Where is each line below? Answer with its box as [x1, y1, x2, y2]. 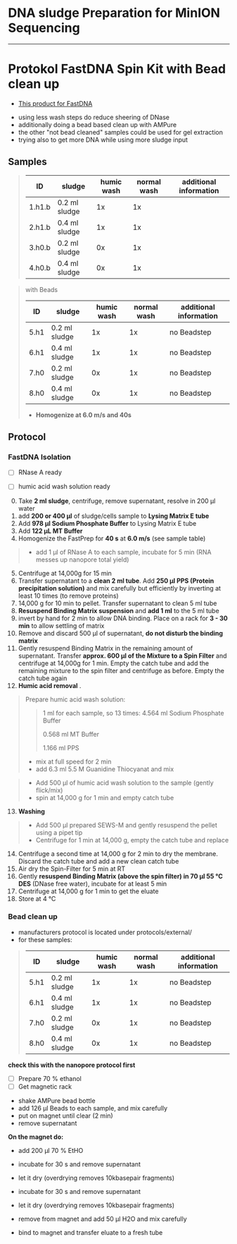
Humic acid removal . [18, 681, 82, 689]
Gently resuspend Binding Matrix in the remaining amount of [18, 644, 193, 652]
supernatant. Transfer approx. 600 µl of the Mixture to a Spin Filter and [18, 651, 227, 660]
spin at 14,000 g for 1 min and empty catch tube [35, 793, 174, 802]
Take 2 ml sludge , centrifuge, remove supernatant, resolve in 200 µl [18, 496, 216, 505]
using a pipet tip [35, 828, 83, 837]
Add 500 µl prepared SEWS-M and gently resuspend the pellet [35, 821, 217, 829]
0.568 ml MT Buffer [42, 730, 99, 738]
